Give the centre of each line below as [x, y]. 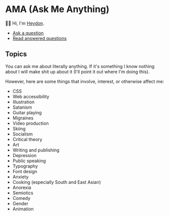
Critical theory [27, 139]
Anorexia [22, 187]
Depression [24, 155]
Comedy [21, 198]
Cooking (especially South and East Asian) [57, 182]
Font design [25, 171]
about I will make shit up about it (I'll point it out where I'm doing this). [77, 71]
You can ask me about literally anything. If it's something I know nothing [80, 66]
